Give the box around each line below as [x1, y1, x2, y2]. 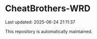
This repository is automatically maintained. [5, 28, 93, 34]
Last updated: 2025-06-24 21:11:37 [5, 19, 76, 25]
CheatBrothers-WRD [5, 3, 91, 14]
